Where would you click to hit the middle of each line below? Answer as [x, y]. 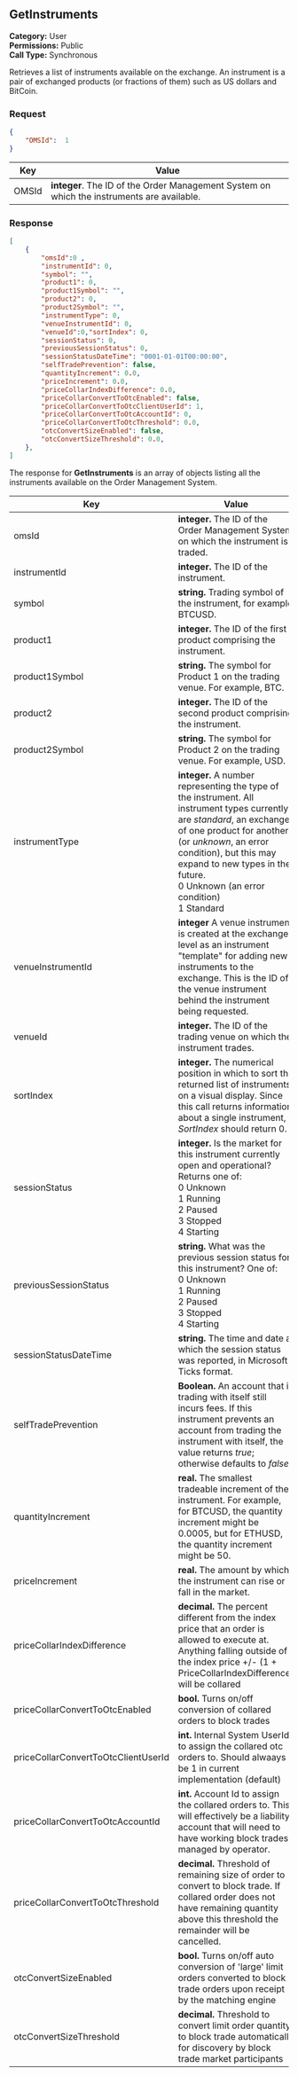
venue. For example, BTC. [231, 687]
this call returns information [235, 1106]
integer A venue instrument [235, 922]
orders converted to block [232, 1978]
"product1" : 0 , [69, 283]
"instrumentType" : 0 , [81, 315]
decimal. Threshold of [224, 1863]
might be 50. [204, 1555]
